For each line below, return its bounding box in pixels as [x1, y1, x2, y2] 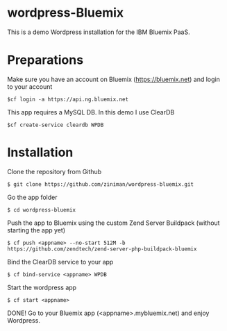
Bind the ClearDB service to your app [7, 257, 114, 266]
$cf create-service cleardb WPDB [7, 121, 104, 128]
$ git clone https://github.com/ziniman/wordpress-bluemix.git [7, 180, 194, 188]
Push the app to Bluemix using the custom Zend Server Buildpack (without [7, 219, 220, 227]
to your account [7, 82, 53, 91]
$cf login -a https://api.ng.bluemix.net [7, 96, 129, 103]
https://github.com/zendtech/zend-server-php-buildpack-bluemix [7, 245, 197, 253]
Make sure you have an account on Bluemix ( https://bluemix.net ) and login [7, 75, 220, 83]
